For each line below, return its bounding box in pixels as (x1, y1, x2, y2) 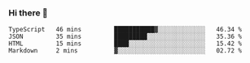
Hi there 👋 (8, 7, 49, 19)
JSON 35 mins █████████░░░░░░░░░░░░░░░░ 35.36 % (8, 32, 243, 41)
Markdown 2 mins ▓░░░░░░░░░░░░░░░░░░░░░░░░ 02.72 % (8, 47, 243, 55)
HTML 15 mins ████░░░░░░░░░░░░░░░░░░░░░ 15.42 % (8, 40, 243, 48)
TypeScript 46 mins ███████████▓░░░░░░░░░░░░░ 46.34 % (8, 26, 243, 34)
